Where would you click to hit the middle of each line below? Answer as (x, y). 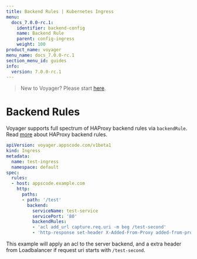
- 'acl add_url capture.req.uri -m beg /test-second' (99, 227)
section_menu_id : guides (36, 60)
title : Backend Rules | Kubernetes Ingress (60, 11)
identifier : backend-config (51, 28)
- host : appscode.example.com (48, 184)
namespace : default (35, 167)
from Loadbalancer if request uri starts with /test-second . (76, 250)
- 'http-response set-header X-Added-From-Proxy (93, 233)
